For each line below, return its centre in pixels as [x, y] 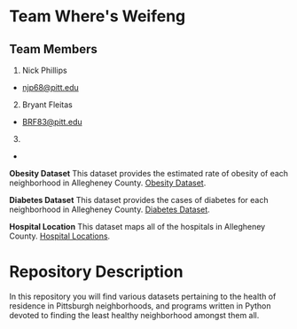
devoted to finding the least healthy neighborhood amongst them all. [134, 315]
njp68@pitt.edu [51, 87]
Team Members [53, 49]
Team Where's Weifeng [98, 16]
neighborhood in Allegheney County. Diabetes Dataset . [109, 209]
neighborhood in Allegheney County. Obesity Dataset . [108, 183]
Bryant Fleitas [47, 105]
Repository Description [96, 272]
